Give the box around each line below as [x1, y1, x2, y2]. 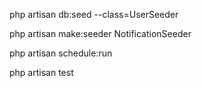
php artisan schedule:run [9, 47, 113, 59]
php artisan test [9, 67, 74, 78]
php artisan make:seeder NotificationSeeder [9, 28, 192, 39]
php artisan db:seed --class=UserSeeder [9, 9, 179, 20]
